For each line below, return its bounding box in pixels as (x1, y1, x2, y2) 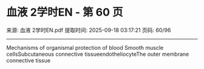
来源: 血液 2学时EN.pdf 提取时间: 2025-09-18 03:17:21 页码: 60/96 (6, 26, 171, 34)
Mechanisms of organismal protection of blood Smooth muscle (6, 44, 164, 51)
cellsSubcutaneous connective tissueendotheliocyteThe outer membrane (6, 50, 189, 58)
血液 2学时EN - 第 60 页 (6, 5, 123, 19)
